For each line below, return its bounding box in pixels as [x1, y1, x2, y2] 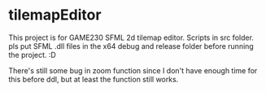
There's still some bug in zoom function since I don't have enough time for [8, 65, 258, 75]
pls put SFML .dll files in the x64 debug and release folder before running [8, 41, 254, 50]
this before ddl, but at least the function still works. [8, 74, 179, 84]
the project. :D [8, 50, 57, 59]
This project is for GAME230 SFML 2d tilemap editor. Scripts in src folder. [8, 33, 255, 42]
